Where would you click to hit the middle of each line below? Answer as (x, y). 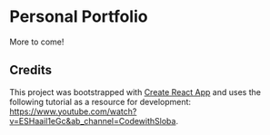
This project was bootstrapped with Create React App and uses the (135, 92)
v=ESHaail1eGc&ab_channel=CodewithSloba (93, 121)
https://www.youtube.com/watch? (73, 111)
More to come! (37, 42)
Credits (31, 70)
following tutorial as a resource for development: (100, 101)
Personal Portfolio (79, 17)
